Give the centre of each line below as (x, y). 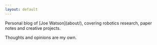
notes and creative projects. (33, 28)
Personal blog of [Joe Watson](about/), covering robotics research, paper (78, 23)
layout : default (21, 9)
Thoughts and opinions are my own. (41, 37)
